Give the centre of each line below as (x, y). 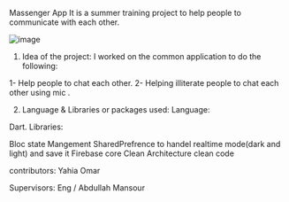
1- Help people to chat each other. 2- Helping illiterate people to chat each (144, 83)
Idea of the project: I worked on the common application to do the (141, 56)
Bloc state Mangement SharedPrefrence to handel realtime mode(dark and (145, 144)
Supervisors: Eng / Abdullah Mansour (77, 188)
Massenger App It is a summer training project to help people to (125, 13)
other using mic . (40, 93)
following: (40, 66)
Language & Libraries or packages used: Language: (116, 109)
